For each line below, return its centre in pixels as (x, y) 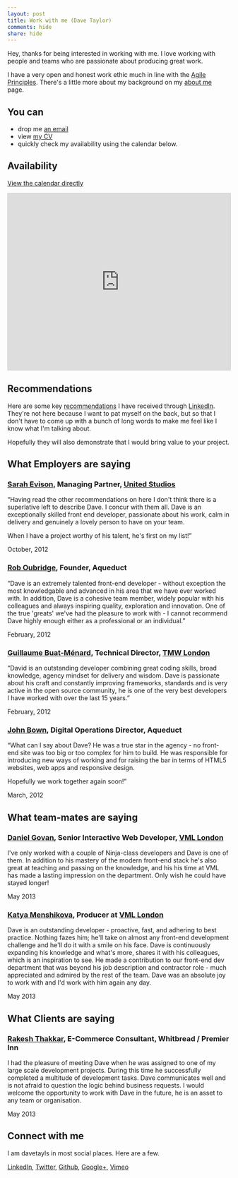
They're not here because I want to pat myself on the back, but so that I (112, 413)
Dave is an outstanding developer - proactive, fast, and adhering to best (112, 930)
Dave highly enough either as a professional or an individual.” (96, 620)
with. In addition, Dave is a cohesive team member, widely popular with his (116, 598)
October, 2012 (28, 549)
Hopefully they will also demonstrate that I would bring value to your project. (118, 442)
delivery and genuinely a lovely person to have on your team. (96, 522)
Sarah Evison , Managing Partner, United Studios (91, 484)
